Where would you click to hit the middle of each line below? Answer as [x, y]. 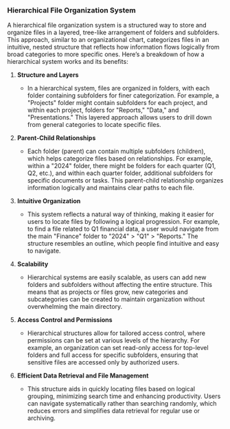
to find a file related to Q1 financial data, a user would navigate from [123, 229]
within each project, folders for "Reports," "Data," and [103, 110]
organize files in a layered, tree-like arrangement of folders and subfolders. [113, 32]
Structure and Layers [48, 75]
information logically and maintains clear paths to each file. [111, 188]
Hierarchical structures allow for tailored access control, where [116, 333]
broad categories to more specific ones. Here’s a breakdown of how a [106, 54]
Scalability [33, 264]
